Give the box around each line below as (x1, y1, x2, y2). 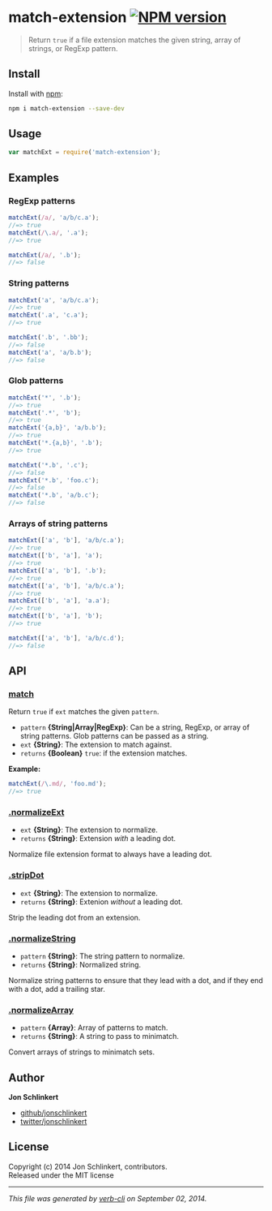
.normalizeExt (8, 807, 65, 817)
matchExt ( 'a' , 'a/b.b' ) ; (8, 348, 92, 356)
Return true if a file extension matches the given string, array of (28, 35, 241, 45)
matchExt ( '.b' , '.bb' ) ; (8, 334, 89, 342)
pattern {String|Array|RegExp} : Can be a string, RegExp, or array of (19, 722, 250, 732)
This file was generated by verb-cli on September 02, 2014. (8, 1193, 207, 1203)
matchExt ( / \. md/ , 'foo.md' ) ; (8, 780, 107, 788)
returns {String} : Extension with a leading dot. (19, 834, 176, 843)
